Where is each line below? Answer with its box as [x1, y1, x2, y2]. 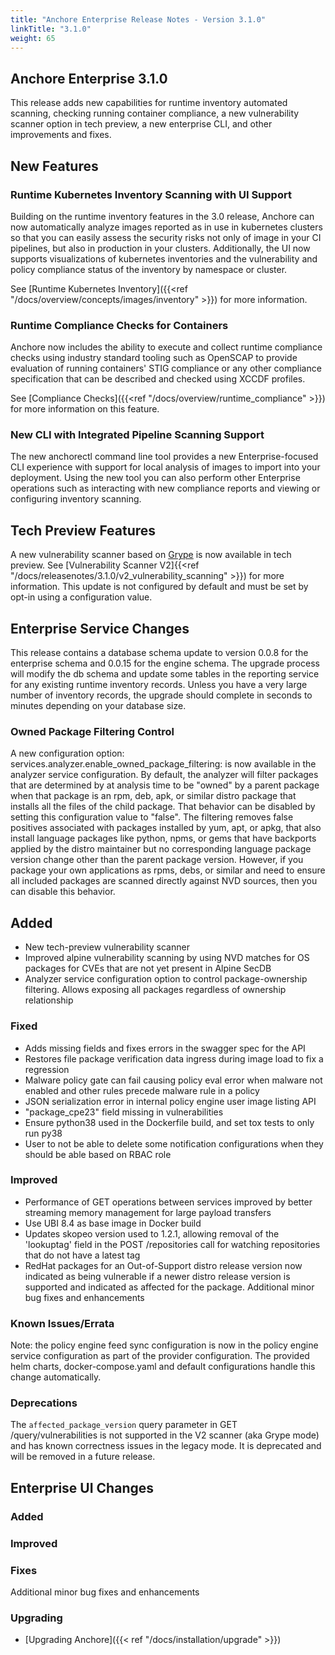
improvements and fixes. [10, 129, 112, 141]
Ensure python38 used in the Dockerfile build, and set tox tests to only [24, 1116, 315, 1128]
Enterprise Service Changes [10, 620, 190, 637]
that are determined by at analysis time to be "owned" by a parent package [10, 779, 320, 791]
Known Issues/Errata [10, 1316, 115, 1330]
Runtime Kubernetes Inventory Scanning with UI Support [10, 187, 292, 201]
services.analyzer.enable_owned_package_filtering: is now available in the [10, 758, 317, 770]
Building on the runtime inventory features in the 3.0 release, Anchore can [10, 210, 315, 222]
